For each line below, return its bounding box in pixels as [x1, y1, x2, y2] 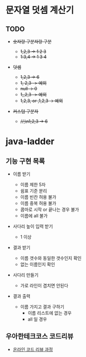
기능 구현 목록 [5, 157, 45, 165]
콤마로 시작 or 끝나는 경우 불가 [20, 206, 79, 212]
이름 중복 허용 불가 [20, 200, 57, 206]
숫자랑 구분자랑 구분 [12, 38, 52, 44]
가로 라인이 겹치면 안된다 [20, 283, 69, 288]
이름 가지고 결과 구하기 [20, 304, 65, 310]
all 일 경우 [27, 316, 47, 322]
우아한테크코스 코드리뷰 [5, 332, 74, 341]
